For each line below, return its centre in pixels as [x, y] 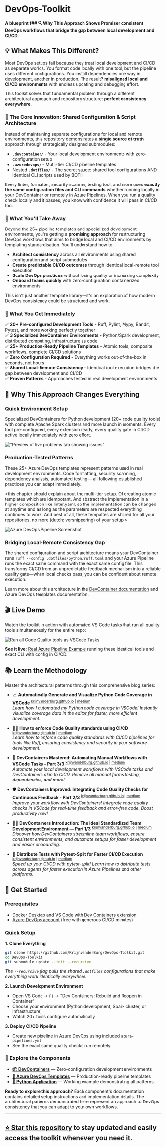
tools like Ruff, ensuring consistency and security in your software [80, 743]
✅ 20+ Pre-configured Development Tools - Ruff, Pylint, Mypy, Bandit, [78, 324]
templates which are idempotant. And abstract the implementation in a [77, 499]
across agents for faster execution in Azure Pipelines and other [77, 869]
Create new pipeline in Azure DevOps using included [66, 1036]
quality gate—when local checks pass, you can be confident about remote [81, 574]
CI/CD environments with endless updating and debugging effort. [72, 84]
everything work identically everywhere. [46, 976]
